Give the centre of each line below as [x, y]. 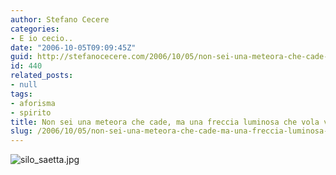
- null [24, 85]
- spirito [31, 112]
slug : [21, 131]
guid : [21, 57]
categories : [35, 29]
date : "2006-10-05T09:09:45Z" [73, 47]
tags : [21, 94]
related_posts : [42, 76]
